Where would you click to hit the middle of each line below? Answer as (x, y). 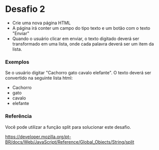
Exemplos (17, 62)
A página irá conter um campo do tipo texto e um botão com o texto (81, 28)
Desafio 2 (25, 9)
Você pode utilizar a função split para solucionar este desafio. (68, 127)
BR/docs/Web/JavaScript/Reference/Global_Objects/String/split (70, 142)
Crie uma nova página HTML (41, 23)
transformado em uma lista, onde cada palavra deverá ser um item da (83, 44)
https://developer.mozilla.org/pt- (38, 137)
